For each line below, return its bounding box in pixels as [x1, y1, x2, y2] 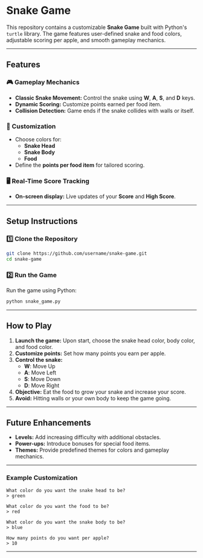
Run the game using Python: [6, 286, 77, 293]
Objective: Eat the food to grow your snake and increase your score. [14, 388, 186, 396]
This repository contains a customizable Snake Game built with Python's [6, 24, 187, 31]
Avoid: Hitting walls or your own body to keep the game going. [14, 394, 172, 402]
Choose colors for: [14, 135, 62, 143]
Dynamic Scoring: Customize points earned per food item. [14, 100, 162, 107]
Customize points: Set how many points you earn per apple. [14, 350, 166, 357]
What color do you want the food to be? [6, 503, 110, 509]
